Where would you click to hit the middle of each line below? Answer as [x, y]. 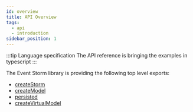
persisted [26, 97]
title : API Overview [32, 17]
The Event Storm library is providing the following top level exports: [88, 73]
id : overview [22, 11]
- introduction [30, 33]
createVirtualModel [38, 103]
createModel [30, 91]
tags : [13, 22]
